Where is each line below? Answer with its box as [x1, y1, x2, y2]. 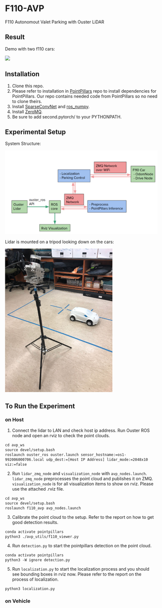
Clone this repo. [12, 83, 44, 89]
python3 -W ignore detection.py [5, 558, 70, 562]
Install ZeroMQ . [12, 109, 43, 115]
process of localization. [12, 576, 59, 582]
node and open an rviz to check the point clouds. [12, 432, 110, 438]
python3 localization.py [5, 586, 55, 591]
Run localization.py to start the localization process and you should [12, 566, 150, 572]
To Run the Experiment [5, 402, 75, 410]
